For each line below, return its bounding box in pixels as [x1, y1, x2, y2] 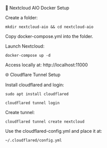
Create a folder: [5, 15, 38, 20]
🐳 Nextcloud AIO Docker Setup [5, 5, 70, 11]
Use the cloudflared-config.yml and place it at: [5, 128, 102, 134]
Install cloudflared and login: [5, 82, 65, 88]
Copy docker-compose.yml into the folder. [5, 33, 93, 39]
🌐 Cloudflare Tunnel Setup [5, 71, 61, 78]
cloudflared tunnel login [5, 100, 60, 105]
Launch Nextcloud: [5, 43, 44, 49]
